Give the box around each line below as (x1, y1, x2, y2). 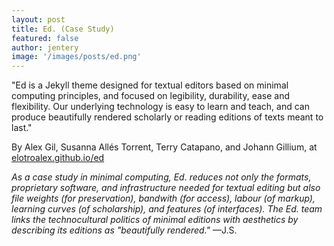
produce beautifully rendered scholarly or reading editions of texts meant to (11, 111, 324, 123)
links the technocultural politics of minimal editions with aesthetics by (11, 214, 299, 226)
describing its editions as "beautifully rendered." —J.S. (11, 224, 238, 236)
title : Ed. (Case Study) (11, 24, 115, 34)
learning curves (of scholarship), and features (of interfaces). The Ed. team (11, 203, 323, 215)
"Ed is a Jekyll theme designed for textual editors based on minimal (11, 79, 289, 91)
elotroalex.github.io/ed (11, 152, 105, 164)
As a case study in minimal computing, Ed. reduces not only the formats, (11, 171, 312, 183)
